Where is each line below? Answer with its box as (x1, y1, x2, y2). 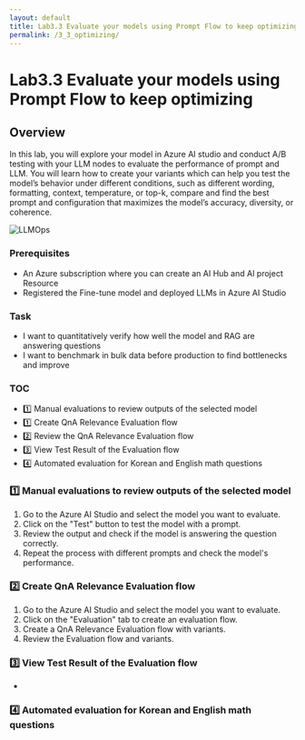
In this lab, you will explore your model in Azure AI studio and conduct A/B (9, 149, 287, 160)
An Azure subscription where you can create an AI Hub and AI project (22, 267, 283, 278)
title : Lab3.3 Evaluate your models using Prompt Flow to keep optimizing (9, 22, 299, 31)
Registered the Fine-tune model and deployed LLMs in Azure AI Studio (22, 287, 287, 298)
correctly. (22, 537, 59, 548)
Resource (22, 277, 59, 288)
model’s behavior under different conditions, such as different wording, (9, 178, 275, 189)
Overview (9, 125, 66, 140)
